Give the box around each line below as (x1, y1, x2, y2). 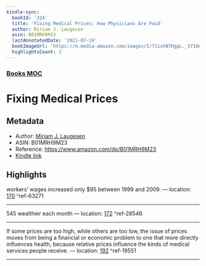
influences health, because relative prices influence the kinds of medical (6, 240, 190, 248)
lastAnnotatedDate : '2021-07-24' (12, 37, 97, 44)
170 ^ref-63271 (6, 192, 44, 200)
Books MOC (6, 69, 43, 77)
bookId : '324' (12, 15, 48, 21)
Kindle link (15, 151, 42, 159)
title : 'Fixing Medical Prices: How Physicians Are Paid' (12, 20, 164, 26)
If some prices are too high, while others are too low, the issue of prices (6, 227, 188, 235)
